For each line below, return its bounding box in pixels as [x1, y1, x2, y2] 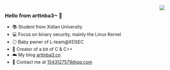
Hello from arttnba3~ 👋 [5, 12, 63, 19]
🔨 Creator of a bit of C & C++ [12, 46, 73, 52]
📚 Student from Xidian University [12, 24, 83, 30]
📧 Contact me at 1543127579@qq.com [12, 59, 92, 65]
